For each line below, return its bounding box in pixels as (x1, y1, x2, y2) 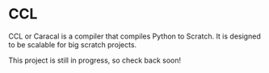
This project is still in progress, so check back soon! (8, 55, 182, 65)
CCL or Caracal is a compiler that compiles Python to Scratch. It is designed (8, 31, 261, 41)
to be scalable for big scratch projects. (8, 39, 137, 49)
